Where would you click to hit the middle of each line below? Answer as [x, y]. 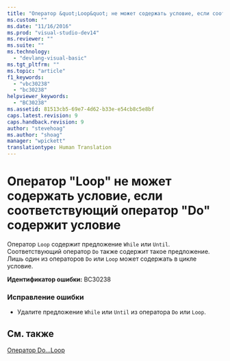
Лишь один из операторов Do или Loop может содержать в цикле [102, 259]
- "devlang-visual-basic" [50, 58]
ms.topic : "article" [37, 71]
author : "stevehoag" [37, 128]
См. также [31, 334]
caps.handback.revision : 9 [46, 122]
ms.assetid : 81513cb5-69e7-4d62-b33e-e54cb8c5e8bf [81, 109]
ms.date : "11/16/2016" [39, 26]
